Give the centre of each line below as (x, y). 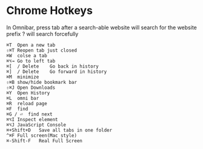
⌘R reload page (27, 103)
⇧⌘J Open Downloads (31, 88)
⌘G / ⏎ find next (29, 114)
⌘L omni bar (23, 98)
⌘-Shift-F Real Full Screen (45, 140)
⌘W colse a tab (27, 55)
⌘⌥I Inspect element (32, 119)
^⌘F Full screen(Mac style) (42, 135)
